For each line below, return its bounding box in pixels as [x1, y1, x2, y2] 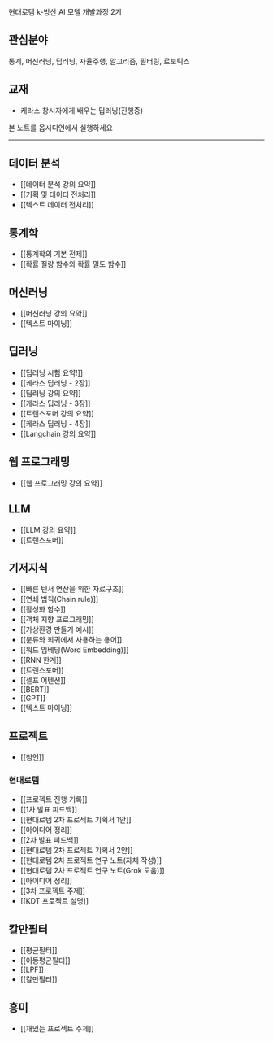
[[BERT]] [19, 685, 50, 695]
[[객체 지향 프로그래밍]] [19, 615, 95, 625]
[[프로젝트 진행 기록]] [19, 795, 88, 804]
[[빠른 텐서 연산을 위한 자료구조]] [19, 584, 124, 594]
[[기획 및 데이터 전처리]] [19, 189, 96, 199]
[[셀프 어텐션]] [19, 676, 67, 686]
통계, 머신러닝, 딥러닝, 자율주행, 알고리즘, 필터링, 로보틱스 [8, 56, 190, 66]
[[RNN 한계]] [19, 656, 63, 665]
